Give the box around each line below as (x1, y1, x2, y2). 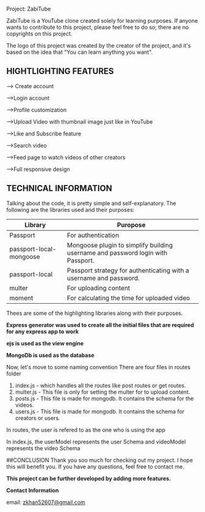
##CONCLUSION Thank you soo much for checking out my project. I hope (6, 456, 193, 464)
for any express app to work (6, 328, 79, 335)
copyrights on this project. (6, 30, 73, 37)
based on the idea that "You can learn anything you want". (6, 48, 153, 56)
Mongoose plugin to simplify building (67, 241, 173, 249)
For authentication (67, 231, 120, 239)
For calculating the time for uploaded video (67, 293, 190, 302)
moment (9, 293, 34, 302)
